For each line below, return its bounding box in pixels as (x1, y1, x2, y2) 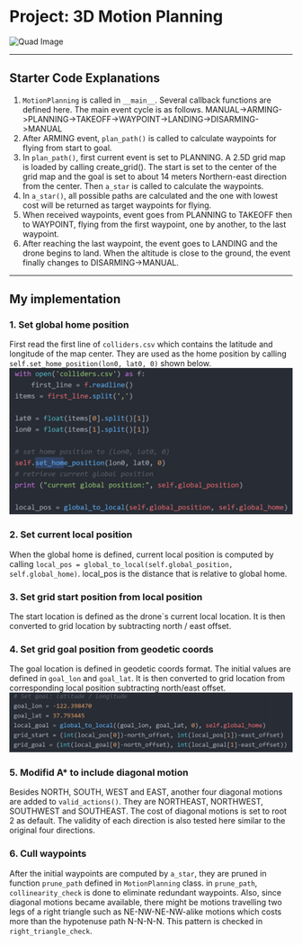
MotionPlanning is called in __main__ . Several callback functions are (22, 94, 271, 105)
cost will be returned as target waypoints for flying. (22, 200, 212, 211)
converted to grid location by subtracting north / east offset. (9, 620, 232, 631)
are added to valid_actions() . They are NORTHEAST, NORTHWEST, (9, 796, 263, 807)
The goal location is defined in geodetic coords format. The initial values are (9, 663, 291, 674)
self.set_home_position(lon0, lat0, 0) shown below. (9, 358, 212, 369)
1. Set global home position (9, 319, 129, 331)
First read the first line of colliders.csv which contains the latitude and (9, 339, 273, 350)
